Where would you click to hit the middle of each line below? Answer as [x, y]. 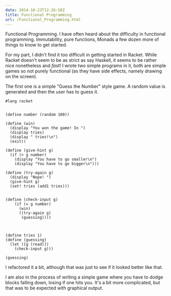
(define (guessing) [26, 240]
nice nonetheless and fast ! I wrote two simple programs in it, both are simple [86, 66]
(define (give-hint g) [29, 151]
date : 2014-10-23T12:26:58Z [35, 10]
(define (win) [20, 124]
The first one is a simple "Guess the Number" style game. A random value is [86, 86]
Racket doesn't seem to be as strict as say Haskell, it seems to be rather [81, 60]
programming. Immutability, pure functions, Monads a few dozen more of [82, 39]
